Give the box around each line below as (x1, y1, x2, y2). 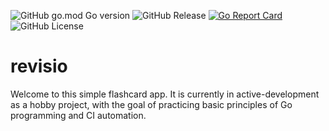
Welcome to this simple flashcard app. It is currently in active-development (10, 88, 320, 100)
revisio (10, 55, 68, 78)
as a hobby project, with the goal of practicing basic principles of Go (10, 98, 293, 110)
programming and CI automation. (10, 109, 147, 121)
